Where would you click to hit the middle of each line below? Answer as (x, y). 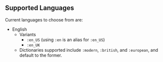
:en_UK (33, 45)
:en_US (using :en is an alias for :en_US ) (66, 40)
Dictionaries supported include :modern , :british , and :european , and (89, 50)
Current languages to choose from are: (44, 20)
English (19, 29)
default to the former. (41, 55)
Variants (28, 34)
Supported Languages (40, 8)
